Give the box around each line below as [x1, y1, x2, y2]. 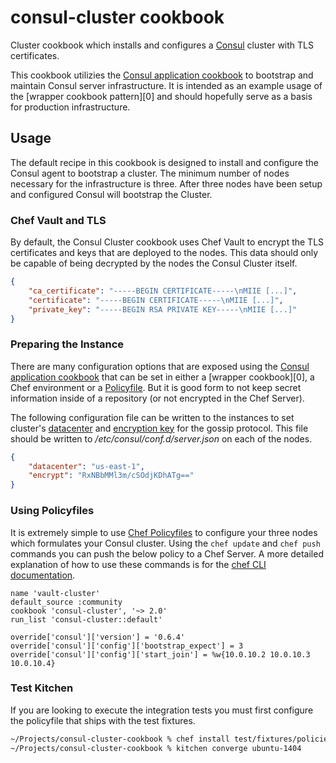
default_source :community [10, 597, 123, 607]
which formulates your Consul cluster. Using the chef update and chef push [10, 537, 321, 549]
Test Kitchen [10, 681, 74, 695]
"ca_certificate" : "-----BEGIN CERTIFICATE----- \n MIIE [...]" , [28, 286, 298, 296]
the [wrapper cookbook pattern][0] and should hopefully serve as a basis [10, 90, 313, 102]
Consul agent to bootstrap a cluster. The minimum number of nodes [10, 167, 290, 179]
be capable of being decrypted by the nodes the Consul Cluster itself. [10, 257, 298, 270]
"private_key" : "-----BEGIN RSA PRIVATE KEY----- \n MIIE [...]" [28, 304, 298, 315]
